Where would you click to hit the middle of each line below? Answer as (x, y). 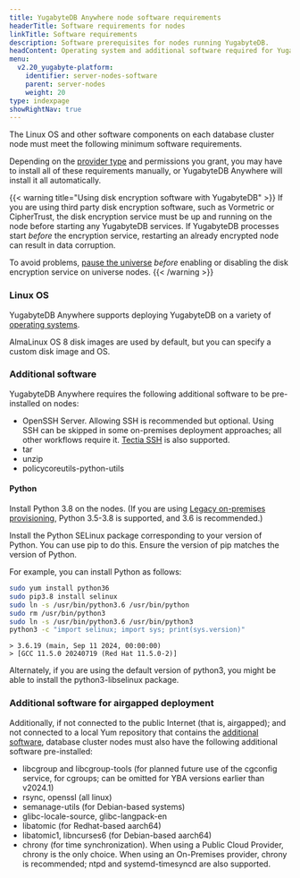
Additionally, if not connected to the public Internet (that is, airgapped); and (148, 722)
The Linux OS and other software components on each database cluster (142, 134)
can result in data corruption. (62, 245)
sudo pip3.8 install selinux (63, 596)
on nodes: (61, 403)
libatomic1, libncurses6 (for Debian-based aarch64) (117, 835)
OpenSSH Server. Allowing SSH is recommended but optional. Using (148, 421)
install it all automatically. (55, 181)
